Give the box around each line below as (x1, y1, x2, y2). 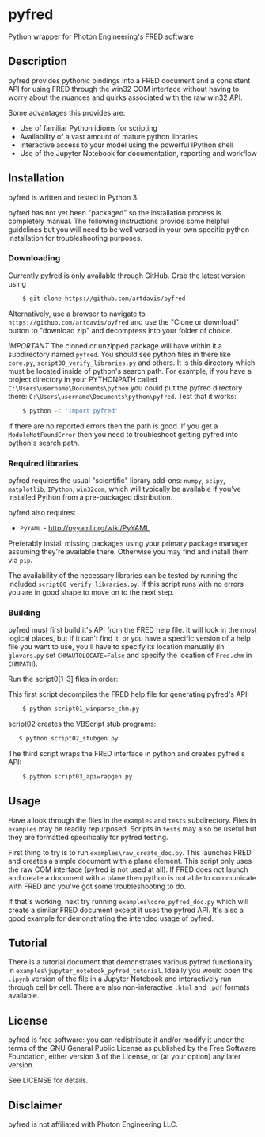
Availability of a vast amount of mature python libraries (19, 131, 198, 141)
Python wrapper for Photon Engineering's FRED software (8, 32, 194, 41)
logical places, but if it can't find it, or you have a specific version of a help (8, 633, 251, 643)
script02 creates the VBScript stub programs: (8, 719, 157, 729)
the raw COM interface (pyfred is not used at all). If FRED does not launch (8, 865, 248, 874)
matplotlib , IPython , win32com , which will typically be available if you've (8, 484, 241, 493)
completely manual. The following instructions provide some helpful (8, 216, 229, 226)
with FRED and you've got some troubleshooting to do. (8, 881, 187, 891)
